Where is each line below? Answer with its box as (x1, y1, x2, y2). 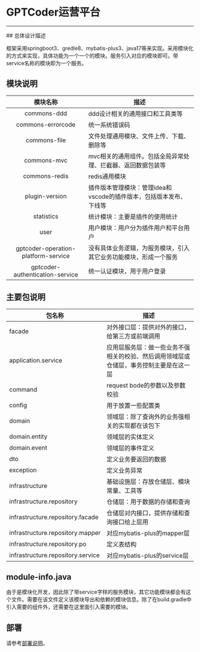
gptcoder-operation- (15, 244, 76, 253)
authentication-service (13, 270, 79, 278)
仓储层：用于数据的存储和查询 (106, 497, 190, 506)
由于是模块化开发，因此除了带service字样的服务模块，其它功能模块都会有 (6, 589, 186, 596)
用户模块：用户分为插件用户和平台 (88, 223, 184, 232)
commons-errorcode (15, 120, 76, 128)
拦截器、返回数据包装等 (100, 161, 166, 169)
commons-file (26, 136, 67, 144)
